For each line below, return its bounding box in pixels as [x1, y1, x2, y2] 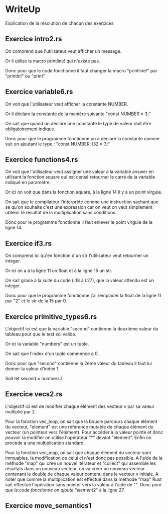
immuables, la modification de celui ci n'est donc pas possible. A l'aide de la [5, 455, 163, 461]
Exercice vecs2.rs [5, 390, 63, 398]
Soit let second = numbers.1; [5, 376, 64, 381]
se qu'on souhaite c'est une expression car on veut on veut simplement [5, 204, 153, 210]
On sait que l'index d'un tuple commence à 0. [5, 351, 99, 357]
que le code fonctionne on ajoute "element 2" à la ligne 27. [5, 487, 125, 493]
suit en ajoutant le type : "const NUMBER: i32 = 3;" [5, 141, 110, 147]
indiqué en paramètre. [5, 180, 51, 186]
